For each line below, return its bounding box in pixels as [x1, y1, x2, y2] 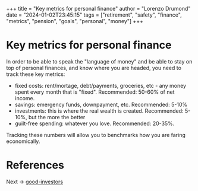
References [6, 158, 64, 172]
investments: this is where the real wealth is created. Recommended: [14, 107, 184, 114]
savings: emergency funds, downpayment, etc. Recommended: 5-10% [14, 101, 188, 108]
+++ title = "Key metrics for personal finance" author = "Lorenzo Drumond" [6, 5, 191, 12]
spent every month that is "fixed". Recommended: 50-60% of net [14, 88, 175, 95]
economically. [6, 138, 40, 145]
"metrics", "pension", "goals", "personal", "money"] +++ [6, 18, 144, 24]
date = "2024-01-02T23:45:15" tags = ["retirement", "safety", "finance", [6, 11, 183, 18]
